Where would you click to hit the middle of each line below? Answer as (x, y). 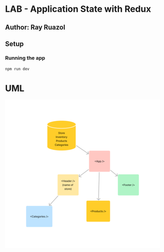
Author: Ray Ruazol (35, 27)
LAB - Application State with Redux (78, 9)
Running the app (25, 58)
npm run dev (17, 69)
